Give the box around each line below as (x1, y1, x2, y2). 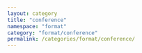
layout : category (7, 10, 58, 17)
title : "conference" (7, 17, 68, 23)
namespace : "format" (7, 23, 68, 30)
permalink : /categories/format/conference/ (7, 36, 136, 43)
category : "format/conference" (7, 29, 98, 36)
